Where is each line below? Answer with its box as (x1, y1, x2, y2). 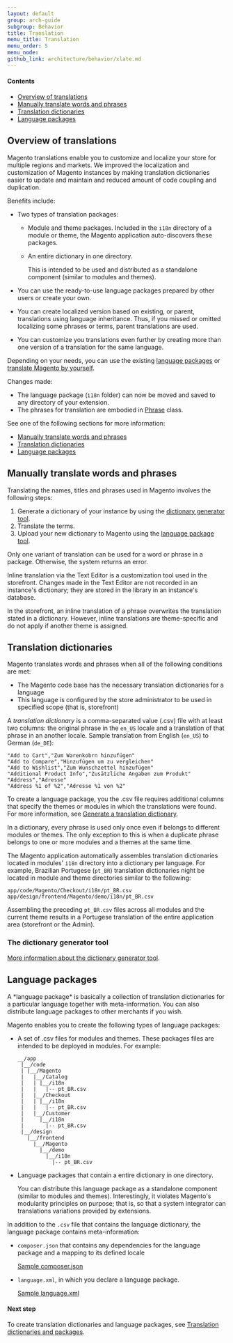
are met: (7, 667, 31, 676)
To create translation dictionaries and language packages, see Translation (7, 1320, 219, 1328)
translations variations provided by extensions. (17, 1206, 152, 1215)
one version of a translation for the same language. (17, 343, 164, 351)
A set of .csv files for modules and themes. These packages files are (17, 1034, 214, 1042)
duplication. (7, 183, 41, 192)
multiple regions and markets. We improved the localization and (7, 161, 190, 169)
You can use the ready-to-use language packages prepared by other (17, 286, 215, 295)
